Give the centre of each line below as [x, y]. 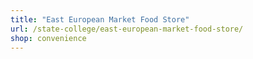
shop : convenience [48, 38]
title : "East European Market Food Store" [100, 19]
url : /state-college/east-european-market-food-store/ [127, 29]
